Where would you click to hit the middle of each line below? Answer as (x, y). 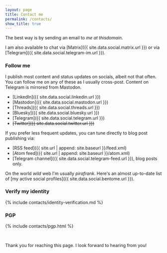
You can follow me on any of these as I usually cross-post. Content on (77, 82)
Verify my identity (27, 191)
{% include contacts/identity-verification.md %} (54, 202)
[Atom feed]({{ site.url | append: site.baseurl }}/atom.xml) (71, 153)
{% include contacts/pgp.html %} (39, 226)
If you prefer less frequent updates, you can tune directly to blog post (76, 133)
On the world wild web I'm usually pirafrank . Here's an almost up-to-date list (83, 173)
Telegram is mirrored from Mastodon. (43, 87)
